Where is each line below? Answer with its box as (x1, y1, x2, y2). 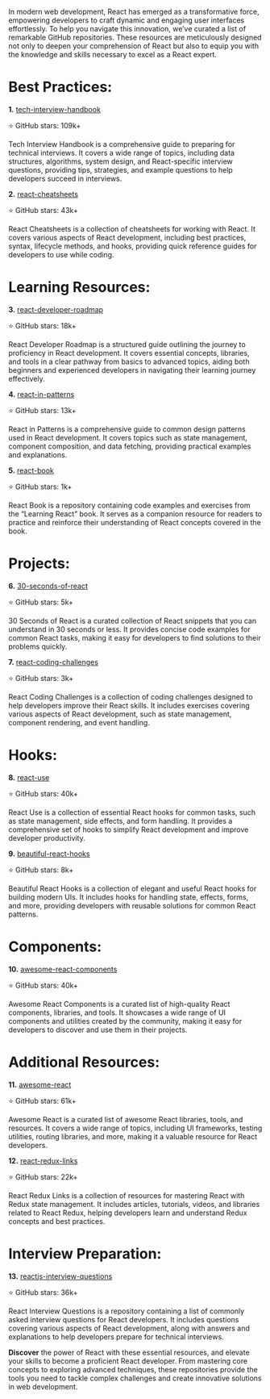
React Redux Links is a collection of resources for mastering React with (8, 1190, 245, 1201)
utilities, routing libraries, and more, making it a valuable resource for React (8, 1131, 258, 1141)
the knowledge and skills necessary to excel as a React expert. (8, 50, 218, 59)
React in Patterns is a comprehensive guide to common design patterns (8, 424, 246, 434)
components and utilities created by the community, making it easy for (8, 1016, 243, 1025)
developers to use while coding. (8, 249, 114, 259)
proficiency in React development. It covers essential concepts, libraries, (8, 348, 250, 357)
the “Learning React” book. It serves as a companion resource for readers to (8, 508, 263, 519)
